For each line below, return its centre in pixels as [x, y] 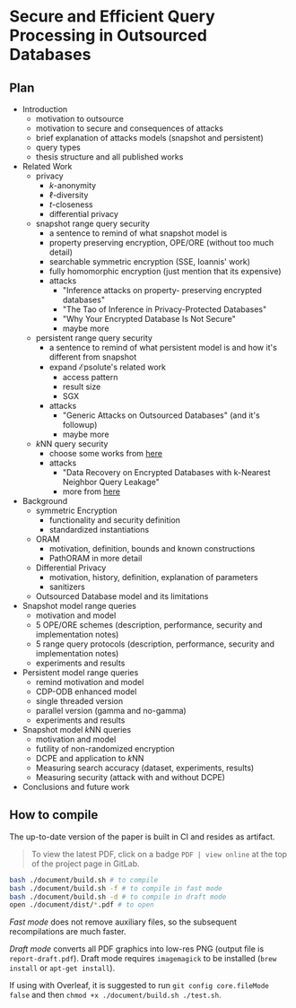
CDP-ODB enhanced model [86, 691]
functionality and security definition [115, 520]
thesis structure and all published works [109, 157]
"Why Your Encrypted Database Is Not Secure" [149, 319]
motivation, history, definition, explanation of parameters [153, 577]
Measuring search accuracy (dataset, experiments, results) [145, 768]
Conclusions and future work [76, 787]
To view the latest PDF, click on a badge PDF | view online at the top [159, 854]
